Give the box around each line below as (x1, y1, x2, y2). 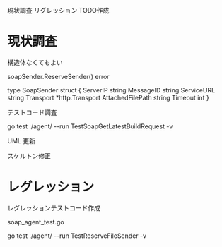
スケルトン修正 (7, 151, 51, 160)
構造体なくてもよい (7, 58, 63, 66)
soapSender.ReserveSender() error (7, 72, 110, 80)
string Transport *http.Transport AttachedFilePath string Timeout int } (7, 93, 210, 102)
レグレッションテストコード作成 (7, 203, 100, 212)
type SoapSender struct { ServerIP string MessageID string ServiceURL (7, 85, 216, 94)
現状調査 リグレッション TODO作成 (7, 6, 110, 14)
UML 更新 (7, 136, 35, 145)
